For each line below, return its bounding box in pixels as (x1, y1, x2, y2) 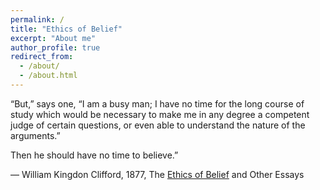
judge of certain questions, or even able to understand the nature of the (10, 119, 306, 131)
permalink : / (10, 14, 65, 25)
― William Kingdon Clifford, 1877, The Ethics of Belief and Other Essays (10, 168, 305, 180)
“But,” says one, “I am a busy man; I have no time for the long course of (10, 97, 305, 110)
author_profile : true (10, 42, 101, 53)
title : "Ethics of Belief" (10, 24, 123, 34)
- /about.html (19, 71, 78, 81)
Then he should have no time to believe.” (10, 149, 179, 161)
